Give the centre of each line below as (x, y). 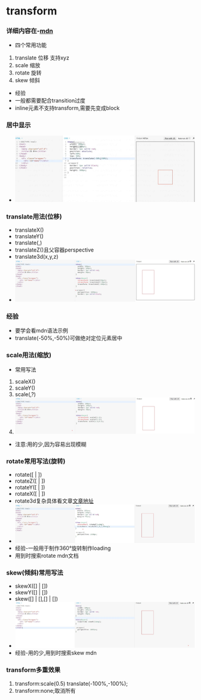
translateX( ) (29, 230)
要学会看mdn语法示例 (41, 331)
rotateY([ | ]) (30, 487)
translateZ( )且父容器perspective (54, 250)
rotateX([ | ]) (30, 494)
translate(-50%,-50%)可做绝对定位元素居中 (68, 338)
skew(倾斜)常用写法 (35, 573)
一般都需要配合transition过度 (50, 101)
